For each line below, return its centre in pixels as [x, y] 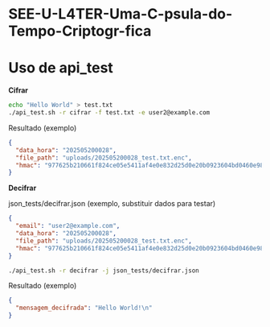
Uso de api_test [61, 68]
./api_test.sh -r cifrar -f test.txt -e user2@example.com [109, 113]
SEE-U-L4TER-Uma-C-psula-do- [121, 14]
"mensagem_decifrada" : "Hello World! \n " [84, 308]
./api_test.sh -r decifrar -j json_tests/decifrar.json [104, 271]
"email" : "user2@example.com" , [68, 226]
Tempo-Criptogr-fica [80, 31]
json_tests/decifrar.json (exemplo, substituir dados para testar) [112, 204]
